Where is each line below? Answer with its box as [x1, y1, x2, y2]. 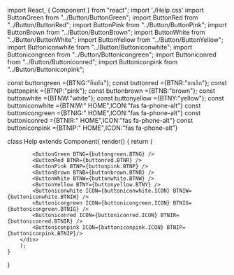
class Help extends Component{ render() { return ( [7, 137, 153, 145]
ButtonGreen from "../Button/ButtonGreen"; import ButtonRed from [7, 13, 198, 22]
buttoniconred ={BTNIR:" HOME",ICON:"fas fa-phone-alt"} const [7, 117, 193, 124]
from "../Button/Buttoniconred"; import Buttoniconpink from [7, 58, 178, 66]
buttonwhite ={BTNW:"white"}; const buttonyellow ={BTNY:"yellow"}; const [7, 94, 224, 102]
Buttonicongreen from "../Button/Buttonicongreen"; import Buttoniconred [7, 50, 217, 59]
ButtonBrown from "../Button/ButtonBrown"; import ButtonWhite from [7, 28, 205, 36]
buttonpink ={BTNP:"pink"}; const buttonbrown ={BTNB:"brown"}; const [7, 87, 215, 95]
